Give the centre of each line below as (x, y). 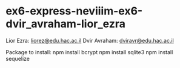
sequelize (18, 58)
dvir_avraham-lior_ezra (65, 24)
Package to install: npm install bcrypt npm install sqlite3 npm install (89, 52)
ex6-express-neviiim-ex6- (74, 11)
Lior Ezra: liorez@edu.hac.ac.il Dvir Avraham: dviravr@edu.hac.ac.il (90, 40)
